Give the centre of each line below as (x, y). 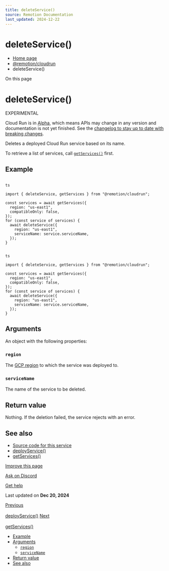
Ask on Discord (21, 476)
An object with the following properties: (46, 341)
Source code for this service (42, 446)
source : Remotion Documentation (39, 15)
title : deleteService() (30, 10)
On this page (18, 79)
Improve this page (24, 466)
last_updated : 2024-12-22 (32, 19)
